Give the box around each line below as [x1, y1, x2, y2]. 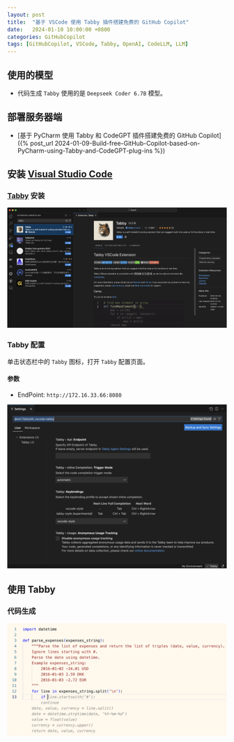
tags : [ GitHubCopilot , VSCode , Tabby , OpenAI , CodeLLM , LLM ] [7, 40, 189, 48]
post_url [30, 139, 54, 147]
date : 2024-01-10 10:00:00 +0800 [7, 26, 111, 33]
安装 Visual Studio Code [7, 168, 113, 181]
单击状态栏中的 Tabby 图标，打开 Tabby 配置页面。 [7, 357, 150, 365]
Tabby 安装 [7, 191, 45, 201]
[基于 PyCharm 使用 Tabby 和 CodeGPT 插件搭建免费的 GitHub [17, 131, 197, 139]
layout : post [7, 11, 45, 18]
